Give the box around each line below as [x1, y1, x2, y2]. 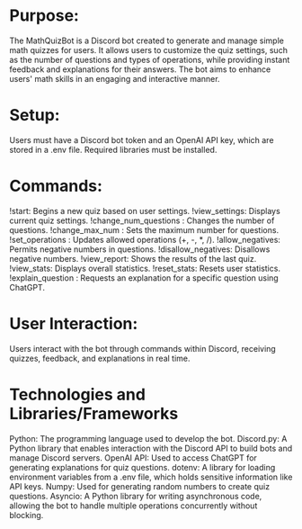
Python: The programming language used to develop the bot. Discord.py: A [9, 433, 288, 444]
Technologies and [9, 384, 147, 405]
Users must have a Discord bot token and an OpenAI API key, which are [9, 134, 274, 145]
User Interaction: [9, 314, 138, 334]
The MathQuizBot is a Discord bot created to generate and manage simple [9, 35, 285, 46]
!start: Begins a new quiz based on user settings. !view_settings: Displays [9, 205, 280, 216]
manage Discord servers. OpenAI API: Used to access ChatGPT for [9, 452, 258, 463]
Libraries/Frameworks [9, 403, 179, 424]
